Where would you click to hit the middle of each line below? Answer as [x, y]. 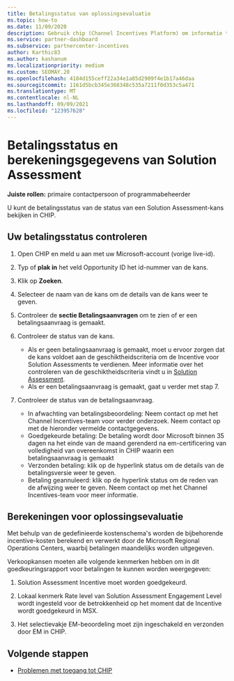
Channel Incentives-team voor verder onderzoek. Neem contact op [124, 421]
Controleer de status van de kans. [66, 336]
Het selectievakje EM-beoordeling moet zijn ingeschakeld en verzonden [120, 625]
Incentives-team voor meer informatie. [83, 494]
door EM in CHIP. [42, 632]
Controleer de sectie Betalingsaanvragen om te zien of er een [107, 315]
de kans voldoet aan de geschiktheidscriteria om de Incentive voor [123, 357]
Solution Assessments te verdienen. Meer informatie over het [115, 364]
